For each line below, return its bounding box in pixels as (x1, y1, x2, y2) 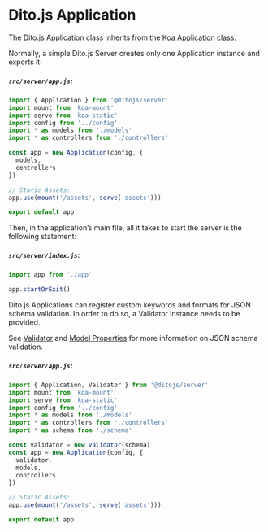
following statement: (8, 232, 77, 242)
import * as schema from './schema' (8, 426, 132, 434)
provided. (8, 317, 41, 327)
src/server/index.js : (8, 250, 80, 259)
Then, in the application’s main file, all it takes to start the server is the (8, 223, 242, 233)
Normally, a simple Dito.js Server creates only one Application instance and (8, 48, 260, 58)
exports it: (8, 57, 42, 67)
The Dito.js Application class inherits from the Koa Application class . (8, 33, 237, 42)
